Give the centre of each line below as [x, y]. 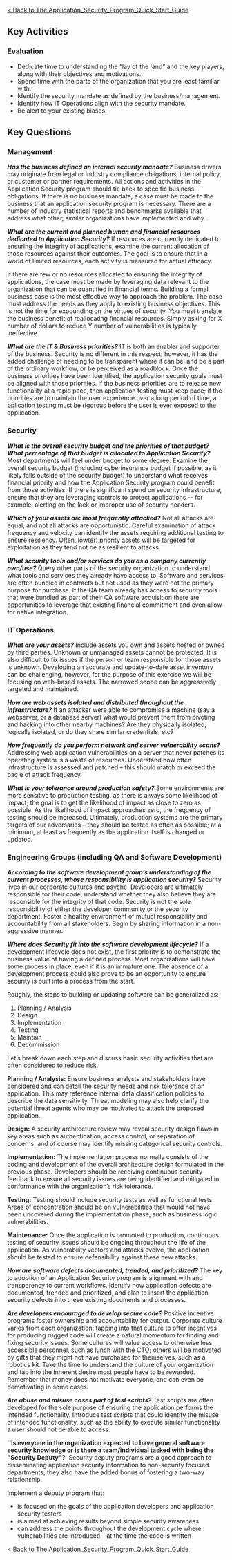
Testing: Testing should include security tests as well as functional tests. [110, 1200]
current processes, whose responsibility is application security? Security [115, 880]
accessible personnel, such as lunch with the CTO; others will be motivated [114, 1350]
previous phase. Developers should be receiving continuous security [105, 1172]
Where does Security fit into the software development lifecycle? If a [108, 945]
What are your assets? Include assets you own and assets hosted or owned [116, 645]
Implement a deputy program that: [56, 1493]
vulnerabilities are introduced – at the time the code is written [104, 1536]
